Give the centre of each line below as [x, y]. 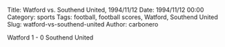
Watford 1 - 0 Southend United [50, 37]
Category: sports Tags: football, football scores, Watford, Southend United [113, 17]
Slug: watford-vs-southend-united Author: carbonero [83, 24]
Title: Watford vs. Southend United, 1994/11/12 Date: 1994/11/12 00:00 [106, 10]
